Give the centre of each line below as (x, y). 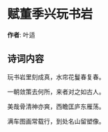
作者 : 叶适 (21, 35)
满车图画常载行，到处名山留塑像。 (56, 121)
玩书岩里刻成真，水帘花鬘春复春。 (56, 76)
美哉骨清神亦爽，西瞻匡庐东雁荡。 (56, 106)
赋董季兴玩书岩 (50, 14)
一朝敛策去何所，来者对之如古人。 (56, 92)
